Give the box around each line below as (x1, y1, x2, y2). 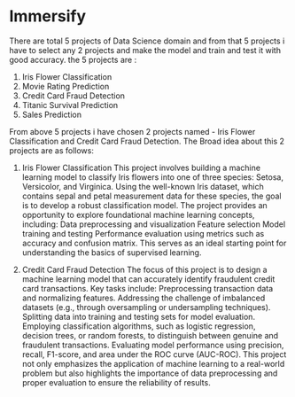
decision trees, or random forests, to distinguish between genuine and (21, 330, 279, 340)
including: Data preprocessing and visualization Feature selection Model (21, 219, 286, 230)
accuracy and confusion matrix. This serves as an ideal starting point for (21, 237, 287, 248)
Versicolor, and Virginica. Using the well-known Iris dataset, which (21, 181, 264, 191)
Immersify (9, 6, 87, 27)
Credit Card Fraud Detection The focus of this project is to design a (21, 264, 268, 275)
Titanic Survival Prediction (21, 99, 119, 110)
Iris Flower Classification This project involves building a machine (21, 162, 261, 173)
